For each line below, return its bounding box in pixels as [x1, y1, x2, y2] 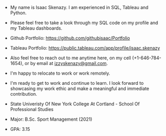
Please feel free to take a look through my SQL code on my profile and [10, 20, 158, 26]
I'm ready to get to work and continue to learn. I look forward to [10, 80, 144, 86]
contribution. [10, 91, 37, 97]
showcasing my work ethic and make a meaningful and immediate [10, 85, 150, 92]
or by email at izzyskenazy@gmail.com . [25, 60, 108, 66]
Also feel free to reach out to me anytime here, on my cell [10, 55, 131, 61]
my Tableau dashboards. [10, 25, 62, 31]
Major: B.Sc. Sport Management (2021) [10, 116, 92, 122]
